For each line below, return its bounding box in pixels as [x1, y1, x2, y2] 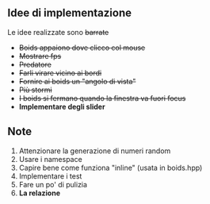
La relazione [18, 188, 61, 198]
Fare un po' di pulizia [18, 179, 88, 189]
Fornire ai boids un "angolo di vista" [18, 76, 136, 86]
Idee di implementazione [7, 6, 132, 20]
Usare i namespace [18, 154, 82, 164]
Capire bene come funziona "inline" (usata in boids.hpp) [18, 163, 203, 172]
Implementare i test [18, 171, 82, 181]
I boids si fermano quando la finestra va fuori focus [18, 93, 186, 102]
